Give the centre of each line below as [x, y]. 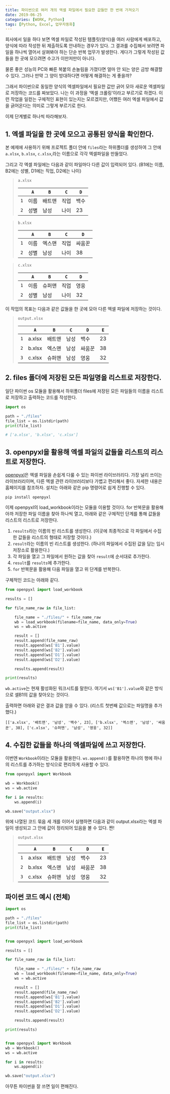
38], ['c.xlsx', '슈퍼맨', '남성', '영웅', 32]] [64, 728]
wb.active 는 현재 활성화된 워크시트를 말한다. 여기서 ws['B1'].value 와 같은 [79, 688]
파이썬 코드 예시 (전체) [38, 897]
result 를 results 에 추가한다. [42, 563]
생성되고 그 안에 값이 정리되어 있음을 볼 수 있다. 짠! [64, 828]
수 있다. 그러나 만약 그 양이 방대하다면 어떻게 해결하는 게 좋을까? [69, 76]
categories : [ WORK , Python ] [35, 19]
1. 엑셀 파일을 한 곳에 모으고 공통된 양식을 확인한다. [79, 134]
